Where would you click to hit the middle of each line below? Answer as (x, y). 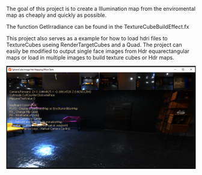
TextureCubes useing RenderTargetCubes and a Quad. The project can (94, 45)
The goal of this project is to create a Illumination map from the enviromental (101, 9)
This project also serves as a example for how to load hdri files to (87, 38)
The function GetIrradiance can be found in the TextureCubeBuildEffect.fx (98, 27)
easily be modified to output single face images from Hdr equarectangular (98, 51)
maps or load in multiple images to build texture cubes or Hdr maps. (90, 57)
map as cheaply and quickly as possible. (57, 15)
